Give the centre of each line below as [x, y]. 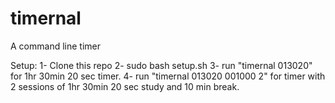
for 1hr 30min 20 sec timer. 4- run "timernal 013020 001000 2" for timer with [168, 76]
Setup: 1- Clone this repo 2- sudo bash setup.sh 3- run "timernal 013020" [161, 65]
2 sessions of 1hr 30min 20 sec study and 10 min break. [125, 86]
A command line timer [55, 46]
